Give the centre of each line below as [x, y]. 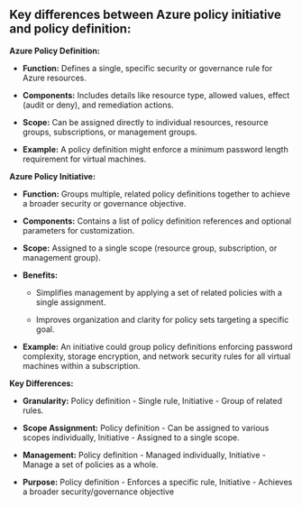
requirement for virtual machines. [84, 159]
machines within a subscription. [82, 365]
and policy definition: [70, 29]
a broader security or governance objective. [104, 203]
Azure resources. [55, 78]
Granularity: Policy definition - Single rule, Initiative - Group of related [152, 400]
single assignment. [71, 302]
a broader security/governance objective [98, 492]
